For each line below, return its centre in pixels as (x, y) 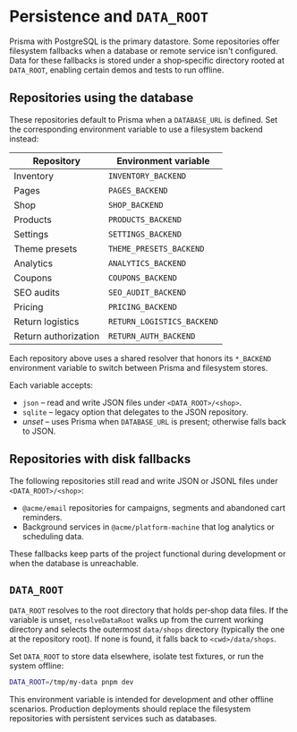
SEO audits (37, 292)
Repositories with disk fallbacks (100, 459)
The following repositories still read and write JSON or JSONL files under (144, 480)
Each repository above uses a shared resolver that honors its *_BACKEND (140, 358)
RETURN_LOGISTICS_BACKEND (163, 321)
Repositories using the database (102, 98)
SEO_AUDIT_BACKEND (147, 292)
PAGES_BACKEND (138, 190)
